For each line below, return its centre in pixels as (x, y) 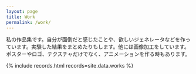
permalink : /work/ (28, 22)
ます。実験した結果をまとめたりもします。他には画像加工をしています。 (103, 47)
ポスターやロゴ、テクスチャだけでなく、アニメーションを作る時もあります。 (98, 54)
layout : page (22, 11)
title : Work (21, 17)
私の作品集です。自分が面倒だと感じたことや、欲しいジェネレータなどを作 (96, 40)
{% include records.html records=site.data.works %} (70, 66)
